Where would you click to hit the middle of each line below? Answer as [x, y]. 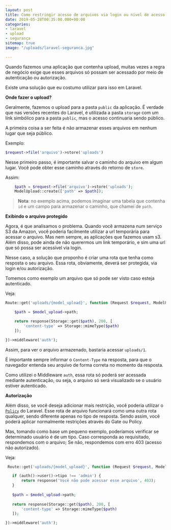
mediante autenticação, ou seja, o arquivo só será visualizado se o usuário [83, 380]
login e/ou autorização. [30, 269]
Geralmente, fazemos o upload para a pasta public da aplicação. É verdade [84, 107]
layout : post [19, 10]
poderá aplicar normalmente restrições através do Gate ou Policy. [74, 421]
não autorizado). [22, 448]
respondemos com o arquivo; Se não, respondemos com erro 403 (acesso [83, 442]
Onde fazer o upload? [28, 97]
